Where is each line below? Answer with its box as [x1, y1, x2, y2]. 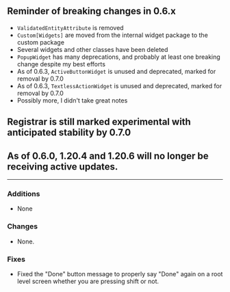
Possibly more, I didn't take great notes [16, 96, 128, 105]
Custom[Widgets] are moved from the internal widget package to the [16, 31, 209, 39]
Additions [7, 189, 40, 198]
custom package [16, 38, 65, 47]
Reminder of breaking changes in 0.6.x [7, 5, 176, 17]
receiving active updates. [7, 161, 118, 172]
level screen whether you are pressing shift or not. [16, 277, 159, 285]
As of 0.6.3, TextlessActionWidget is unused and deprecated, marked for [16, 81, 222, 90]
